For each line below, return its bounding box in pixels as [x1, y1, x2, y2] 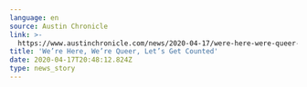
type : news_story [9, 64, 76, 73]
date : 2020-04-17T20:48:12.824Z [9, 55, 132, 64]
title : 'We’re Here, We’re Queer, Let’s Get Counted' [9, 47, 219, 56]
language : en [9, 13, 59, 23]
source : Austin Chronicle [9, 22, 108, 31]
